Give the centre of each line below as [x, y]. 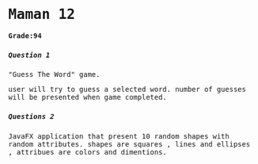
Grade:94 [25, 36]
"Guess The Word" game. [54, 74]
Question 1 [29, 55]
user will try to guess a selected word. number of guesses [127, 90]
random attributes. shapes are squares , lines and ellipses [129, 144]
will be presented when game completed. [88, 97]
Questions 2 [31, 117]
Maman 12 [42, 14]
